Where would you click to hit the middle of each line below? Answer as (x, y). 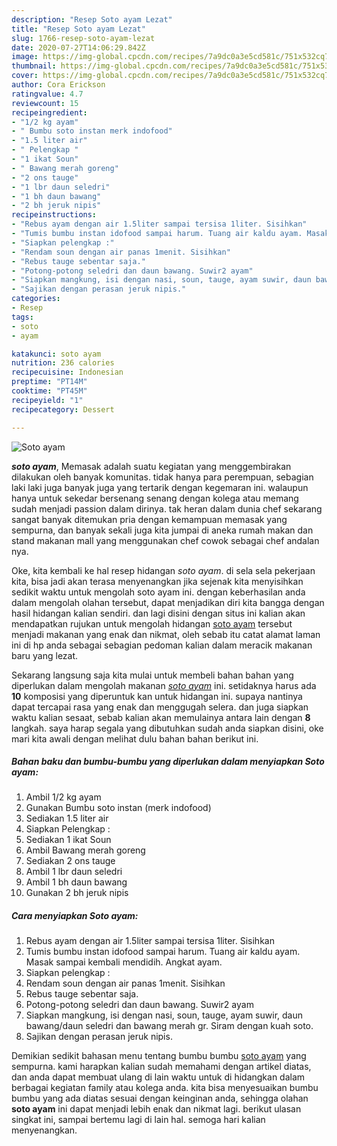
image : (25, 57)
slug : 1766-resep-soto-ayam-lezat (83, 38)
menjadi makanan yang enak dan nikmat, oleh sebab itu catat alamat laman (166, 634)
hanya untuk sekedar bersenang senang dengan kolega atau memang (155, 498)
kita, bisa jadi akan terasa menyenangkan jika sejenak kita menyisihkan (157, 581)
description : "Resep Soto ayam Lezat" (92, 19)
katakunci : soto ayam (56, 354)
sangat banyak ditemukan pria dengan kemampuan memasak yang (149, 519)
